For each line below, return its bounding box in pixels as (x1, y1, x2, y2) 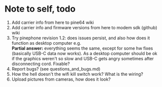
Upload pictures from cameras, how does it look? (11, 76, 111, 82)
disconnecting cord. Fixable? (11, 61, 70, 67)
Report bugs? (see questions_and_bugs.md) (11, 66, 101, 71)
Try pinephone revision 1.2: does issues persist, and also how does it (11, 35, 150, 41)
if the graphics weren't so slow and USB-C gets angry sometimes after (11, 55, 154, 61)
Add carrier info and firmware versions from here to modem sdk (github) (11, 24, 158, 30)
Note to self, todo (4, 3, 76, 15)
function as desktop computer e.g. (11, 40, 81, 46)
